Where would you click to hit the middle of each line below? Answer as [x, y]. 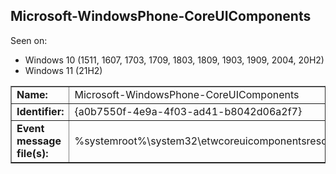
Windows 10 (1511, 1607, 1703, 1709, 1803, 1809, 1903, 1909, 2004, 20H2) [174, 60]
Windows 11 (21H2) [63, 70]
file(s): [32, 153]
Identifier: [40, 111]
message [39, 141]
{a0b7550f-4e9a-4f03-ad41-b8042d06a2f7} [188, 111]
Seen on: [29, 40]
